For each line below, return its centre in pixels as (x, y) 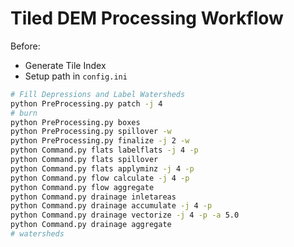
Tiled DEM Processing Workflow (147, 18)
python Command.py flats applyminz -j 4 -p (102, 168)
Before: (25, 46)
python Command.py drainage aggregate (91, 225)
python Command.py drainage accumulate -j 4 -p (111, 206)
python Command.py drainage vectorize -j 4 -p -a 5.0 (125, 215)
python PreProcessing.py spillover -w (91, 132)
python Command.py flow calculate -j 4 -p (100, 178)
